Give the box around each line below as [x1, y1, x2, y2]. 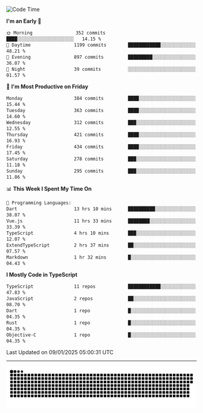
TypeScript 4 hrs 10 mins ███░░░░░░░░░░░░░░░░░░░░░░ [6, 230, 196, 236]
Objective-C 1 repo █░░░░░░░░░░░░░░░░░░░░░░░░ [6, 332, 196, 338]
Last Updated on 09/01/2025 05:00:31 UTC [6, 349, 114, 355]
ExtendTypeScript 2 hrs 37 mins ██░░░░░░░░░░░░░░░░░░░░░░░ [6, 242, 196, 248]
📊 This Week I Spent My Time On [6, 185, 92, 192]
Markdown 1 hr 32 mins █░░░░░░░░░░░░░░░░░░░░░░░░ [6, 254, 196, 260]
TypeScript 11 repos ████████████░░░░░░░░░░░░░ [6, 283, 196, 289]
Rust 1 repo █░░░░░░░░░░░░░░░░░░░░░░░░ [6, 320, 196, 326]
